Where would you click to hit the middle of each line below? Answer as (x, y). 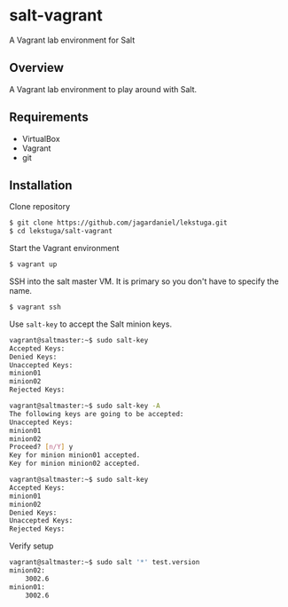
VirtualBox (41, 138)
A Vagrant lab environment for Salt (72, 40)
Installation (41, 185)
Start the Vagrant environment (64, 248)
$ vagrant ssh (35, 307)
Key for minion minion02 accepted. (75, 464)
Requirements (49, 118)
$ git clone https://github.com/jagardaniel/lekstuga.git (118, 223)
